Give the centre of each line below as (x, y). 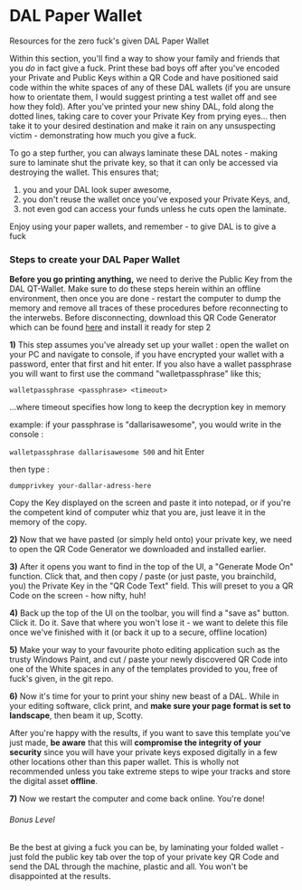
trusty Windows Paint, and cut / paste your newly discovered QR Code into (148, 660)
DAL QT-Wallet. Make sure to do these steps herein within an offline (135, 289)
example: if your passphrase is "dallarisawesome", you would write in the (146, 425)
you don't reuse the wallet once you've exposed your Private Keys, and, (156, 199)
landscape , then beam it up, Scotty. (76, 715)
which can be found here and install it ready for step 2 (110, 328)
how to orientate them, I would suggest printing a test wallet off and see (143, 97)
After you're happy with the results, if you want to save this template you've (150, 733)
